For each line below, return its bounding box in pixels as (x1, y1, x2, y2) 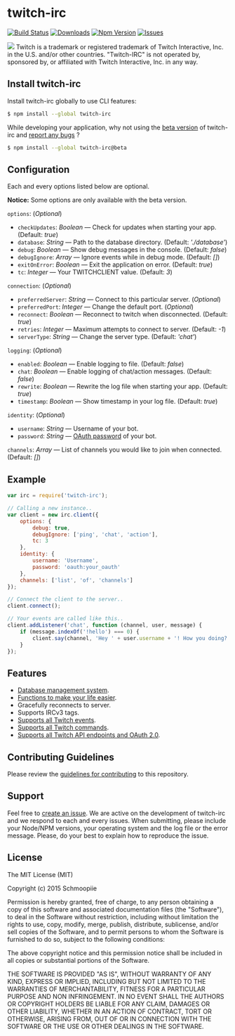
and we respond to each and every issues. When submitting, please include (7, 816, 227, 824)
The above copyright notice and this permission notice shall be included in (7, 948, 222, 957)
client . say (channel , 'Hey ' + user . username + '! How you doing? (32, 634, 228, 641)
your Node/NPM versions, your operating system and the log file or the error (7, 824, 228, 832)
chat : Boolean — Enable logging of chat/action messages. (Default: (17, 367, 212, 376)
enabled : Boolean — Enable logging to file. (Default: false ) (17, 360, 184, 369)
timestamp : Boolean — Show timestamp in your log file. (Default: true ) (17, 397, 218, 406)
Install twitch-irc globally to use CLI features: (7, 96, 137, 105)
